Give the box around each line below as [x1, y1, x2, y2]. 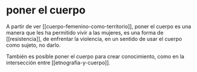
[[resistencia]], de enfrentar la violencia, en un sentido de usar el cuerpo [6, 35, 182, 42]
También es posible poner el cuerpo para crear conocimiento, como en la [6, 53, 185, 60]
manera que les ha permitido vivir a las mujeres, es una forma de [6, 29, 164, 36]
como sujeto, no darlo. [6, 42, 61, 49]
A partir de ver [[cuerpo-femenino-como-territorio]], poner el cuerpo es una [6, 23, 192, 30]
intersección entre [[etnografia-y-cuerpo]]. [6, 59, 111, 66]
